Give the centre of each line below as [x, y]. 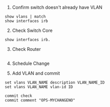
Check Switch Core [32, 30]
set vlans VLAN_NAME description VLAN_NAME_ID [55, 83]
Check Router [26, 49]
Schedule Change [31, 63]
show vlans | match [25, 17]
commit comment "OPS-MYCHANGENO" [40, 100]
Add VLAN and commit [36, 73]
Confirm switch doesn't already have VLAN [57, 7]
